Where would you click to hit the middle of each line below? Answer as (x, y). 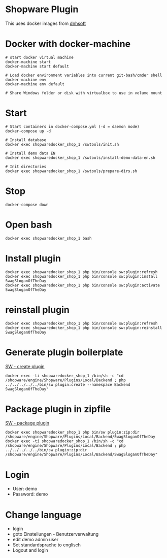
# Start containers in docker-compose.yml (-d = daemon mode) (72, 126)
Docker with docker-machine (68, 44)
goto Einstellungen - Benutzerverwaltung (56, 534)
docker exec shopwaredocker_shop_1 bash (49, 238)
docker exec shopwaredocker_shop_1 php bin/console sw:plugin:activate (82, 285)
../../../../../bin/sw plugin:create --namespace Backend (68, 384)
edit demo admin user (36, 540)
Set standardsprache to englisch (47, 545)
